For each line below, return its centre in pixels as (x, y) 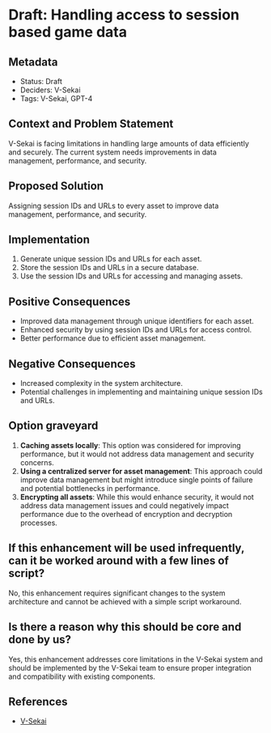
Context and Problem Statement (91, 124)
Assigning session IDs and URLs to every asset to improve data (114, 205)
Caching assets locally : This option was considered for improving (130, 445)
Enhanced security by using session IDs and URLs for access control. (136, 330)
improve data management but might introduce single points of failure (136, 480)
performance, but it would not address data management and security (137, 454)
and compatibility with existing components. (82, 676)
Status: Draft (41, 81)
